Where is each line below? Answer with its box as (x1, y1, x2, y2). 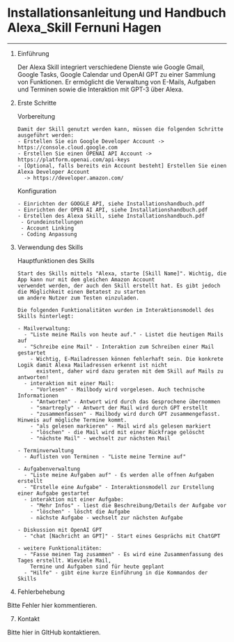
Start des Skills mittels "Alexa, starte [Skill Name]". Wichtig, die (17, 270, 227, 277)
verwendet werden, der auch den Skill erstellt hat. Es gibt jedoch (17, 282, 221, 289)
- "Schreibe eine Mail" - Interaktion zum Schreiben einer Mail (24, 343, 214, 350)
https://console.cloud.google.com (17, 144, 118, 151)
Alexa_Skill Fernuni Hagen (7, 20, 162, 36)
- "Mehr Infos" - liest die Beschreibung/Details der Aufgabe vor (30, 502, 227, 509)
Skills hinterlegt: (17, 313, 75, 320)
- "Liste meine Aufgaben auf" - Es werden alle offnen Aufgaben (24, 471, 214, 479)
